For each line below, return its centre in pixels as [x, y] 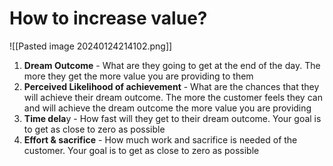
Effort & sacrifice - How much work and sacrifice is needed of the [160, 139]
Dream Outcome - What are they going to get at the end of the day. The [172, 65]
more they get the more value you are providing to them [138, 76]
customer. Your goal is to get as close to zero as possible [141, 150]
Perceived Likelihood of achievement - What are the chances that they [171, 86]
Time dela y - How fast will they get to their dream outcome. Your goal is [172, 118]
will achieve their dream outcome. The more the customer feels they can [173, 97]
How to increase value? [108, 18]
